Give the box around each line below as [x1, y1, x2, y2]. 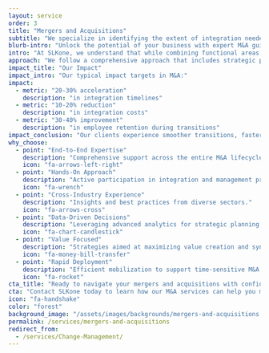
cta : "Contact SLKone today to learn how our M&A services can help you [8, 288, 256, 296]
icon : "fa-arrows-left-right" [22, 161, 124, 169]
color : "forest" [8, 302, 62, 310]
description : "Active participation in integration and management [22, 176, 252, 185]
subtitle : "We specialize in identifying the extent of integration [8, 34, 242, 43]
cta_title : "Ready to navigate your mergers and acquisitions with [8, 280, 239, 289]
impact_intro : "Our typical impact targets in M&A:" [8, 71, 188, 79]
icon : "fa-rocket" [22, 273, 84, 281]
